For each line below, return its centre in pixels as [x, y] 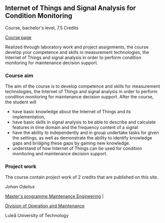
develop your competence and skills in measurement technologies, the [77, 52]
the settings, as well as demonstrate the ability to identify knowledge [82, 138]
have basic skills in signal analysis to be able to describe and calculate [84, 122]
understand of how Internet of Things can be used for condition [77, 148]
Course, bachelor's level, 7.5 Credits [42, 28]
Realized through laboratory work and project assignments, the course [77, 47]
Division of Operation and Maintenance [45, 206]
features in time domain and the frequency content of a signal [75, 128]
